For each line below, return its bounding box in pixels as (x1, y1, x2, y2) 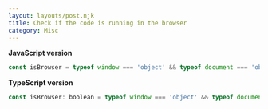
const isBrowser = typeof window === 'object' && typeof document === (8, 64, 248, 72)
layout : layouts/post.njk (8, 11, 94, 20)
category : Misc (8, 26, 59, 34)
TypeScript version (8, 78, 73, 88)
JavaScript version (8, 49, 73, 58)
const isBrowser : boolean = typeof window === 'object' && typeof (8, 93, 234, 102)
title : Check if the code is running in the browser (8, 19, 187, 27)
